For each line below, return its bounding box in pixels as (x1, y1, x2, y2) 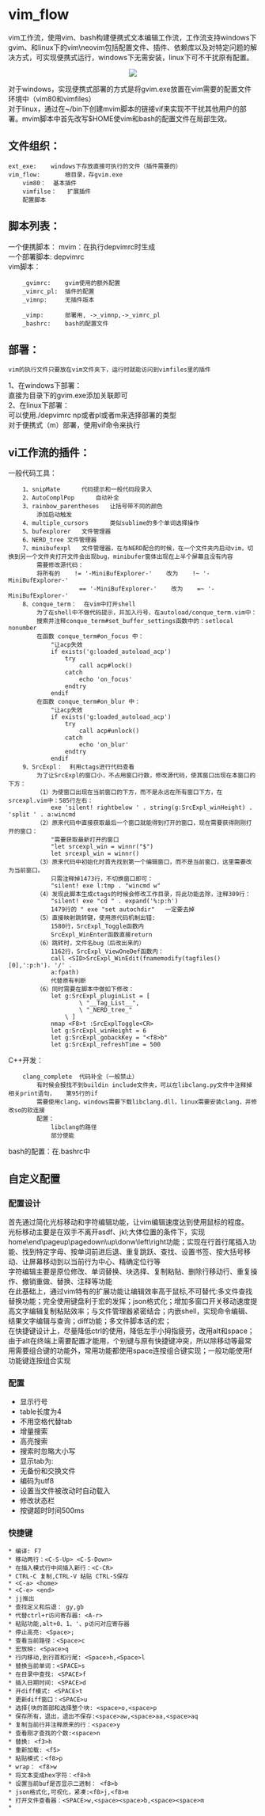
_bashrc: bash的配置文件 (22, 319, 109, 328)
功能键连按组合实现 (8, 1355, 71, 1365)
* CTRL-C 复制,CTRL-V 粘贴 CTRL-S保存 (8, 1573, 129, 1581)
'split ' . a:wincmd (8, 811, 77, 819)
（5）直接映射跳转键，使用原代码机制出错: (36, 914, 156, 922)
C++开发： (8, 1055, 44, 1066)
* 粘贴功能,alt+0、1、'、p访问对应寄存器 (8, 1620, 131, 1628)
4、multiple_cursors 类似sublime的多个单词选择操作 (22, 519, 200, 527)
